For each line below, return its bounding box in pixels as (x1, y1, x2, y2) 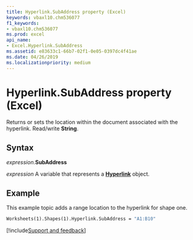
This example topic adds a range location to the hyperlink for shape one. (6, 204, 188, 212)
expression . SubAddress (6, 159, 67, 166)
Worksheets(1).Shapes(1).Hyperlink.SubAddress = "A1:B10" (6, 216, 156, 222)
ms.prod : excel (6, 32, 45, 38)
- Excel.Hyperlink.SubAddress (6, 43, 83, 49)
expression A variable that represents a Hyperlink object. (6, 170, 150, 178)
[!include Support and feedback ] (6, 227, 86, 234)
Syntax (6, 142, 34, 153)
